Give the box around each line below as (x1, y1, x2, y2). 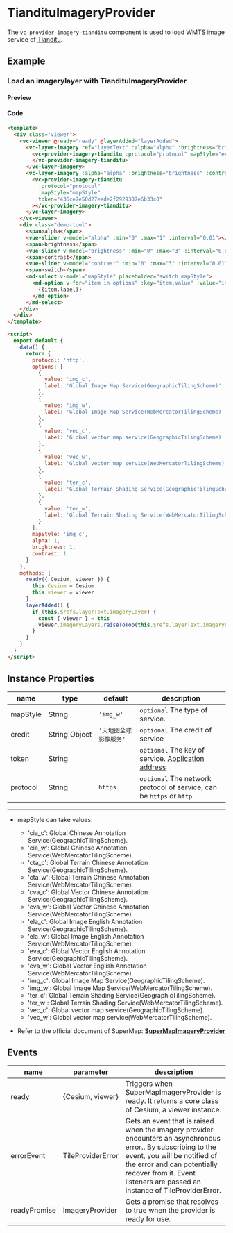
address (139, 762, 166, 772)
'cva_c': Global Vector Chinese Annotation (27, 887, 148, 896)
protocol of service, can (139, 782, 217, 792)
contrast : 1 (32, 550, 67, 557)
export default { (13, 337, 64, 344)
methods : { (19, 569, 51, 577)
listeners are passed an (125, 1177, 201, 1186)
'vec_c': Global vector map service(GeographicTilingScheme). (27, 1005, 205, 1014)
